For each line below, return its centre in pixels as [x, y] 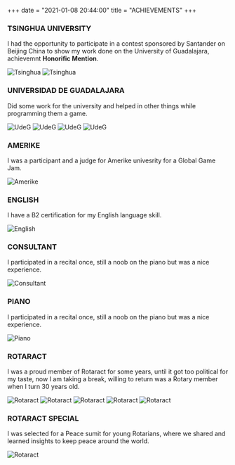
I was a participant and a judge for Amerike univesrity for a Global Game [112, 160]
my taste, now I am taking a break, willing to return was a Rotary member [113, 379]
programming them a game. [47, 113]
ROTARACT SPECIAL [43, 418]
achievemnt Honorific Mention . [53, 58]
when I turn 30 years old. [43, 387]
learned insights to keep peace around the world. [78, 441]
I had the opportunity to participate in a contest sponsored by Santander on [116, 44]
